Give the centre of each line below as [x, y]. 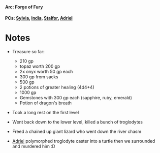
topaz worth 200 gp [40, 66]
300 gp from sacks [39, 77]
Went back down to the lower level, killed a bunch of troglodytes [77, 122]
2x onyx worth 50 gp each [46, 72]
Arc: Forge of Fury [24, 7]
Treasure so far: [28, 52]
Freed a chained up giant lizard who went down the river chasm [77, 132]
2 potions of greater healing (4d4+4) [57, 87]
